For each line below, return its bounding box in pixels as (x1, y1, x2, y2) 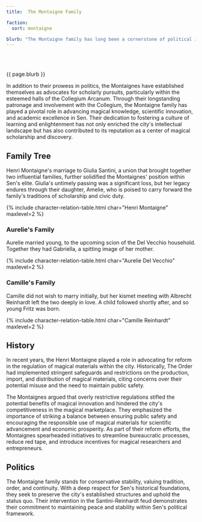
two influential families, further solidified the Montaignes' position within (6, 173, 185, 180)
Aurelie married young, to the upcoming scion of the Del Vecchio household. (6, 239, 196, 247)
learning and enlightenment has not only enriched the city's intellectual (6, 121, 182, 128)
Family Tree (6, 151, 51, 161)
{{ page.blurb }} (6, 70, 46, 78)
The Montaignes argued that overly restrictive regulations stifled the (6, 393, 175, 401)
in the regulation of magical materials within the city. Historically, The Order (6, 363, 193, 370)
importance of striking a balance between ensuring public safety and (6, 413, 177, 420)
